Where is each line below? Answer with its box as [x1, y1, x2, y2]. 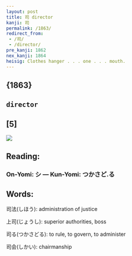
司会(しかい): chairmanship [6, 244, 72, 251]
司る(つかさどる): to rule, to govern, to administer [6, 231, 126, 238]
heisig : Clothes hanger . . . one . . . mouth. [6, 58, 126, 64]
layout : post [6, 8, 38, 15]
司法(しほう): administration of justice [6, 206, 98, 213]
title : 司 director [6, 14, 53, 20]
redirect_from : [6, 31, 44, 37]
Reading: [6, 152, 40, 162]
